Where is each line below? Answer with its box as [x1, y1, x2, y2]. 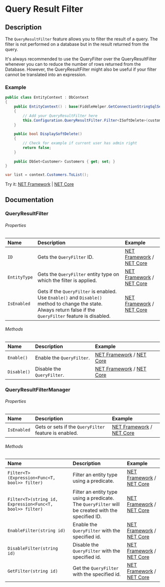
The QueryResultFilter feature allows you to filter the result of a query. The [5, 36, 158, 42]
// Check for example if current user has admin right [23, 141, 137, 146]
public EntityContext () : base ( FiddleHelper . [14, 104, 109, 109]
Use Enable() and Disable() [37, 294, 102, 301]
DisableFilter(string [7, 546, 58, 551]
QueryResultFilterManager [5, 386, 71, 393]
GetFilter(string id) [7, 568, 58, 574]
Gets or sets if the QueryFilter [35, 423, 105, 430]
